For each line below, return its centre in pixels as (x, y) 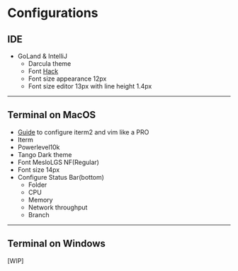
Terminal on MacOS (52, 115)
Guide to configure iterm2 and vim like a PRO (83, 132)
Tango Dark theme (45, 154)
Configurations (53, 13)
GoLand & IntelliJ (42, 56)
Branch (39, 214)
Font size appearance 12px (67, 79)
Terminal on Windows (57, 244)
